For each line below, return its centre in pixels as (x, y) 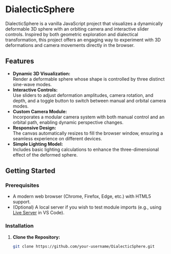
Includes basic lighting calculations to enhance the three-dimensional (86, 149)
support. (22, 202)
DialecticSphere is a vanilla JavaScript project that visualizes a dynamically (84, 23)
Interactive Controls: (35, 90)
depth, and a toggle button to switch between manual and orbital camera (89, 100)
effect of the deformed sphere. (45, 155)
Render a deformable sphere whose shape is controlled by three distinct (89, 79)
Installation (20, 226)
